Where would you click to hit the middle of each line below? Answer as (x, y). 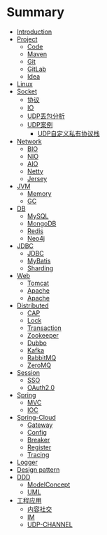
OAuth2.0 (41, 388)
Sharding (40, 268)
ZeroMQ (39, 365)
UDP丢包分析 (46, 116)
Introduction (34, 32)
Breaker (38, 440)
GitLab (37, 69)
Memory (39, 193)
